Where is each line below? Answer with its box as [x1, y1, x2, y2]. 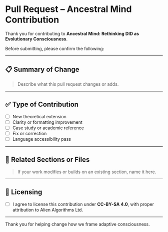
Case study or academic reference [12, 125, 84, 131]
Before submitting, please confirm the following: [5, 45, 104, 51]
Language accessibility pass [12, 136, 71, 142]
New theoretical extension [12, 113, 66, 119]
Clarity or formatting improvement [12, 119, 82, 125]
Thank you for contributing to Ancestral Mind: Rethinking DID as [5, 30, 139, 36]
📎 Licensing [5, 188, 42, 197]
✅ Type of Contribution [5, 100, 79, 109]
